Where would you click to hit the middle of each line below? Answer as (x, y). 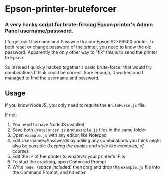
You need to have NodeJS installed (48, 125)
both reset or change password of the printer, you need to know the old (78, 47)
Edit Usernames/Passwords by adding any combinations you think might (86, 141)
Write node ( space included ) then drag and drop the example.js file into (86, 167)
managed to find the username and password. (52, 78)
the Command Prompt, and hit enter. (49, 172)
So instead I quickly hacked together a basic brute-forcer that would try (79, 67)
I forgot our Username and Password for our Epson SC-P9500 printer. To (80, 42)
